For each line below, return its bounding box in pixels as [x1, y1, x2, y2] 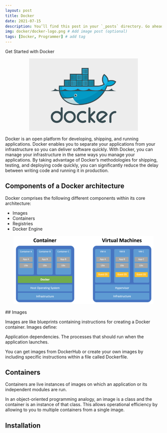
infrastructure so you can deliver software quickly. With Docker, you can [5, 147, 153, 153]
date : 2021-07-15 [5, 18, 41, 23]
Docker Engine [12, 226, 43, 232]
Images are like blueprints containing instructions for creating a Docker [5, 319, 151, 325]
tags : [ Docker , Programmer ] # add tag [5, 34, 85, 39]
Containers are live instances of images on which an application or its [5, 381, 148, 387]
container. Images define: [5, 324, 58, 330]
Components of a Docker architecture [5, 182, 125, 190]
